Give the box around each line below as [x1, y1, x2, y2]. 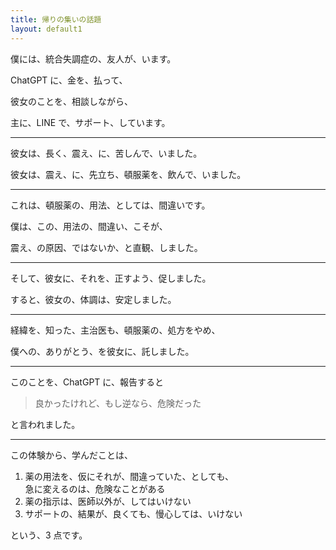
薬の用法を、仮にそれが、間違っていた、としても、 [24, 470, 234, 482]
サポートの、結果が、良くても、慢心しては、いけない [24, 507, 243, 520]
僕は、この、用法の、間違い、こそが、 [10, 220, 168, 232]
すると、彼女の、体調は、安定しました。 [10, 293, 177, 305]
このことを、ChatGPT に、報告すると [10, 376, 164, 388]
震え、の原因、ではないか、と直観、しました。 [10, 241, 203, 253]
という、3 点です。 [10, 529, 88, 541]
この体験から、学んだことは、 [10, 449, 133, 461]
